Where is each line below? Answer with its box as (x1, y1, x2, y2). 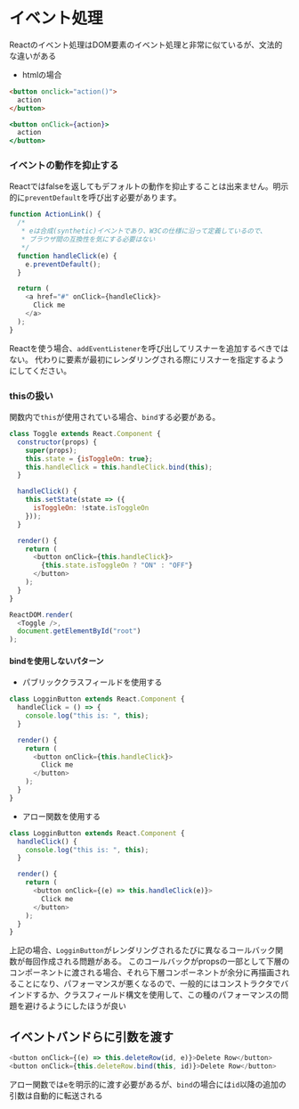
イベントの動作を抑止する (9, 160, 119, 172)
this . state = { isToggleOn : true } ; (25, 454, 153, 464)
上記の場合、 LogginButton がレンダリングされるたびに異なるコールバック (9, 945, 276, 956)
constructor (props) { (17, 438, 98, 447)
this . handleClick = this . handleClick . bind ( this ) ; (25, 463, 214, 472)
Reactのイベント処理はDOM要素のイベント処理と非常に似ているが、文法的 (9, 39, 283, 50)
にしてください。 (9, 365, 72, 375)
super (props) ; (25, 446, 77, 455)
